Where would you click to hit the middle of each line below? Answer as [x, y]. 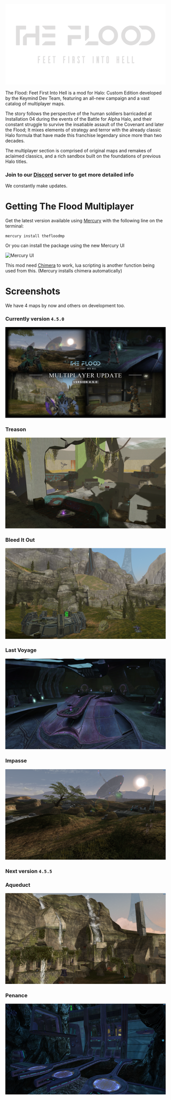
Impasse [16, 761]
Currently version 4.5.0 [35, 319]
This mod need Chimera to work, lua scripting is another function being [80, 265]
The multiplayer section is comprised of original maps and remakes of [78, 151]
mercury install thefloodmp [35, 236]
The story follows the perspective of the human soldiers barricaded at [79, 113]
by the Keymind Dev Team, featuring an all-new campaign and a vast [78, 98]
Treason [16, 429]
